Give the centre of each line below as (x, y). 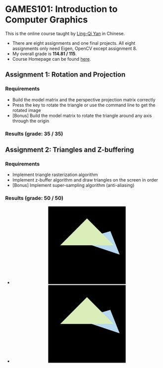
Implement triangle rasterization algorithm (55, 175)
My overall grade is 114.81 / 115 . (44, 54)
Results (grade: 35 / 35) (34, 134)
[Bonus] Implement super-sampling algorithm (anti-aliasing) (73, 185)
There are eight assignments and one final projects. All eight (74, 43)
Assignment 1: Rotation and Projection (65, 75)
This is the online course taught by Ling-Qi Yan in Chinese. (65, 33)
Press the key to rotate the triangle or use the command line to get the (84, 105)
